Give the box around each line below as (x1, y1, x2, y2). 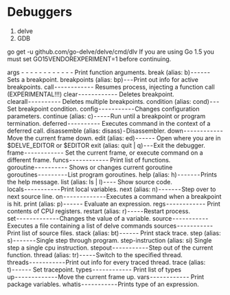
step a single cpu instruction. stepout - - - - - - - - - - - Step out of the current (7, 243, 214, 252)
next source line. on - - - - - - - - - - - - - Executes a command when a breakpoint (7, 192, 222, 200)
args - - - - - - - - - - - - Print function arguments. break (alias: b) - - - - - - (7, 68, 211, 76)
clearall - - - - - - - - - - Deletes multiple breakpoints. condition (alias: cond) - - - (7, 97, 220, 105)
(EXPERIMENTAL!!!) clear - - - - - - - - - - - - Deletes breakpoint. (7, 90, 175, 98)
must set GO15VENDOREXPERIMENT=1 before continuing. (7, 54, 172, 63)
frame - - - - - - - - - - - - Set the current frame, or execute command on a (7, 149, 204, 157)
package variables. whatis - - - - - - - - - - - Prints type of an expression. (7, 280, 199, 288)
